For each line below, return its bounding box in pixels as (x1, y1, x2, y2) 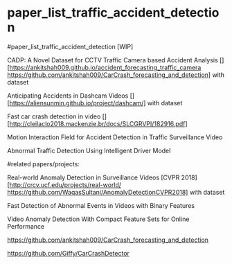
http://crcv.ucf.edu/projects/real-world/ (9, 180, 122, 188)
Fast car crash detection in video (7, 112, 101, 121)
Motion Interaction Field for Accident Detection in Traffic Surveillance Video (7, 133, 223, 141)
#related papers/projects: (7, 159, 80, 168)
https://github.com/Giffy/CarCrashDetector (7, 249, 130, 257)
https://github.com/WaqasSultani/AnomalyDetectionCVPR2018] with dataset (7, 188, 225, 196)
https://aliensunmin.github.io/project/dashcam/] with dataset (9, 98, 183, 107)
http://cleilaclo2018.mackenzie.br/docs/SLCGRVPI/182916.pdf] (9, 119, 188, 127)
